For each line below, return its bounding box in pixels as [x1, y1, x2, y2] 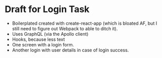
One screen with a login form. [12, 41, 74, 47]
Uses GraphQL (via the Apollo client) [12, 31, 89, 37]
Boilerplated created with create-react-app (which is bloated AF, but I [12, 20, 157, 26]
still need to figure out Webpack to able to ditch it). [12, 25, 118, 31]
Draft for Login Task [5, 4, 90, 15]
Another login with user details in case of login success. [12, 47, 129, 53]
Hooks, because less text [12, 36, 65, 42]
